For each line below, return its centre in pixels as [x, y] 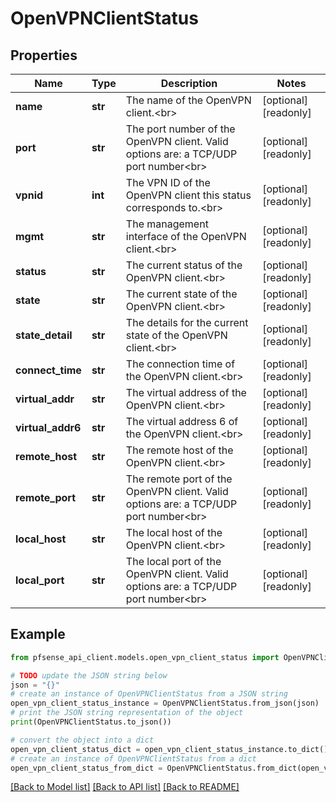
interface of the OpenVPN [186, 236]
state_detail [44, 335]
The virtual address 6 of [182, 421]
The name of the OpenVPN [188, 100]
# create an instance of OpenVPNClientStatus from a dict [133, 758]
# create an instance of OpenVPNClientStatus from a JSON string [149, 694]
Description [189, 83]
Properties [44, 55]
